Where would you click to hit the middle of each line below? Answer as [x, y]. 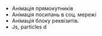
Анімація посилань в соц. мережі [54, 15]
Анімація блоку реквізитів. [45, 21]
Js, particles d [29, 27]
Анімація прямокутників [42, 8]
